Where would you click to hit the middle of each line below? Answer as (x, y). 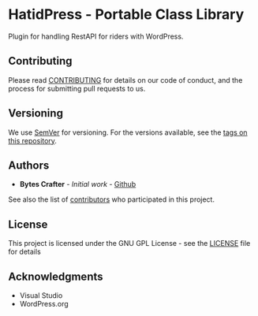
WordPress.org (44, 304)
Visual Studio (41, 296)
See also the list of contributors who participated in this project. (112, 199)
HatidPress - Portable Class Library (126, 15)
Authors (29, 165)
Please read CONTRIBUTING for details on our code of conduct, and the (125, 80)
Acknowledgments (56, 276)
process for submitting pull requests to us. (77, 88)
